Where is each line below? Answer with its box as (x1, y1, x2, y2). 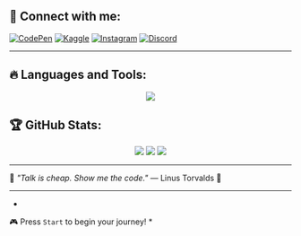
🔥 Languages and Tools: (9, 67, 147, 83)
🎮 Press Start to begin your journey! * (9, 216, 153, 227)
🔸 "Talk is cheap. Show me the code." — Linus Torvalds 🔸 (9, 172, 222, 184)
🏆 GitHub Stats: (9, 118, 102, 133)
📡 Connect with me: (9, 9, 121, 24)
